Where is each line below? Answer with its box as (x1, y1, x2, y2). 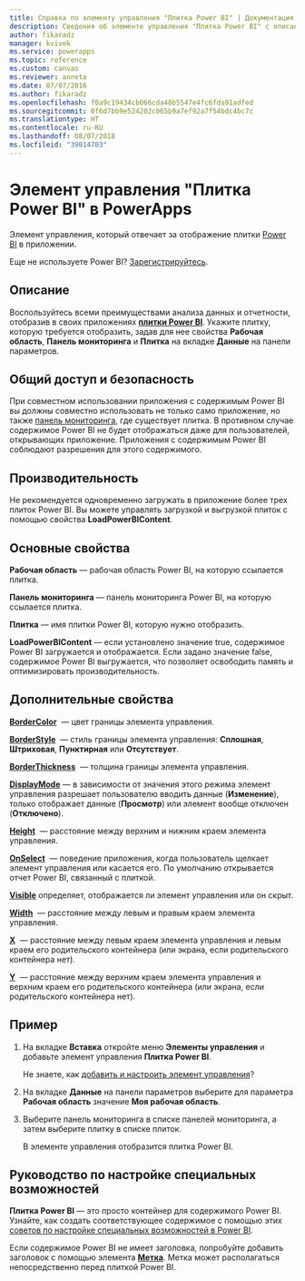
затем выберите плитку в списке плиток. (22, 1123, 182, 1134)
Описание (9, 283, 70, 298)
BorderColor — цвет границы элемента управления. (9, 716, 215, 727)
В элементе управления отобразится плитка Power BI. (22, 1141, 234, 1152)
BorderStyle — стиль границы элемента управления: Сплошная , (9, 733, 264, 744)
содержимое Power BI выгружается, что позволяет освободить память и (9, 656, 293, 667)
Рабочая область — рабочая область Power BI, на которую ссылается (9, 564, 284, 575)
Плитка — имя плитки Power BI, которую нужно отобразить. (9, 619, 245, 630)
